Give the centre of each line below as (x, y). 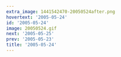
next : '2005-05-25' (30, 34)
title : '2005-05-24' (32, 45)
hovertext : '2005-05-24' (37, 17)
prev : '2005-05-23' (30, 39)
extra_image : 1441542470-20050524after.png (61, 12)
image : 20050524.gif (32, 28)
